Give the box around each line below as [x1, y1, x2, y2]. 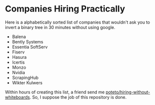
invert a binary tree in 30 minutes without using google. [5, 24, 115, 30]
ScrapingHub [12, 75, 39, 80]
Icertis [12, 59, 25, 65]
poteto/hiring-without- [106, 89, 150, 95]
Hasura [12, 54, 27, 60]
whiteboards [5, 94, 30, 100]
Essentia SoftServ [12, 44, 48, 50]
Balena [12, 34, 26, 39]
